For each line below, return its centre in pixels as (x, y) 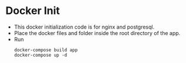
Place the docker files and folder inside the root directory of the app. (97, 33)
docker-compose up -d (40, 55)
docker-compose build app (46, 50)
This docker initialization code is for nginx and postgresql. (84, 27)
